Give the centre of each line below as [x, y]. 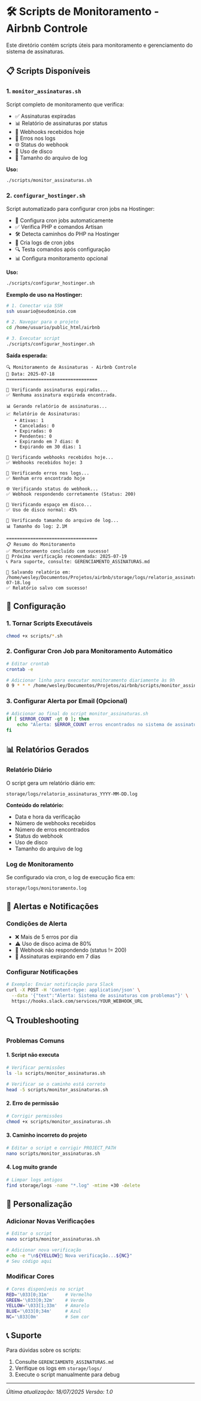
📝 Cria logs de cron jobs [45, 242]
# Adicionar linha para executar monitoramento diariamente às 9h [91, 680]
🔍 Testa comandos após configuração [63, 249]
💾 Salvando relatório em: [38, 572]
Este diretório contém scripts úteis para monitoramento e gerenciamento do [100, 45]
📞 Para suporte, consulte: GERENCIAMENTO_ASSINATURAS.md [78, 561]
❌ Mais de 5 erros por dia [46, 937]
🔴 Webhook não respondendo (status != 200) [71, 950]
